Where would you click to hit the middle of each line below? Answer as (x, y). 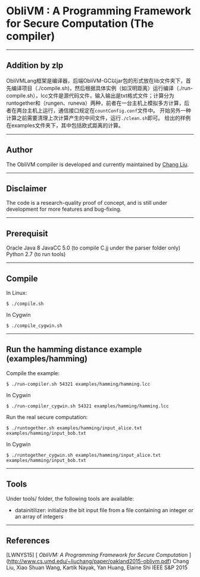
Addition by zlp (35, 66)
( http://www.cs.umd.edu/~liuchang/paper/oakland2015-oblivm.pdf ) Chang (98, 562)
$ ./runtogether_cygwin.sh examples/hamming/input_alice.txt (84, 455)
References (28, 541)
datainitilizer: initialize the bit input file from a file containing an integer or (104, 510)
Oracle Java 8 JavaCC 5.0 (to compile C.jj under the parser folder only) (93, 248)
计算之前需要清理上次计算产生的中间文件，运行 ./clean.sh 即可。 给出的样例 (99, 118)
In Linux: (17, 293)
